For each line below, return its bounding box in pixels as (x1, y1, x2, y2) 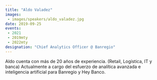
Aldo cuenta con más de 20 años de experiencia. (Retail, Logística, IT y (5, 58, 152, 64)
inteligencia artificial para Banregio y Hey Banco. (5, 68, 106, 75)
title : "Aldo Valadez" (5, 7, 53, 12)
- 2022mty (7, 40, 28, 45)
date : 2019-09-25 (5, 21, 42, 26)
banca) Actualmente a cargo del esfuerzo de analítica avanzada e (5, 63, 141, 69)
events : (5, 26, 22, 31)
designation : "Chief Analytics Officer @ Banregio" (5, 44, 115, 49)
